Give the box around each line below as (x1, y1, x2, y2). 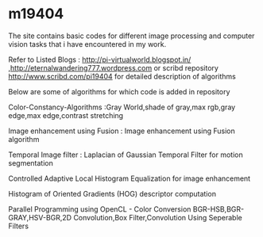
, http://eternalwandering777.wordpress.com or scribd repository (8, 63, 219, 72)
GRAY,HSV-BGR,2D (8, 212, 72, 222)
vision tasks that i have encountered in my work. (8, 39, 167, 48)
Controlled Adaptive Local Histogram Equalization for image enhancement (8, 174, 251, 183)
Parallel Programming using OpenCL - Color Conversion (8, 204, 191, 214)
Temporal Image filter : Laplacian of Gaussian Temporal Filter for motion (8, 150, 244, 159)
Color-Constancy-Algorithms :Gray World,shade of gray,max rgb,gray (8, 102, 236, 112)
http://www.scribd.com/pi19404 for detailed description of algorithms (8, 71, 236, 81)
